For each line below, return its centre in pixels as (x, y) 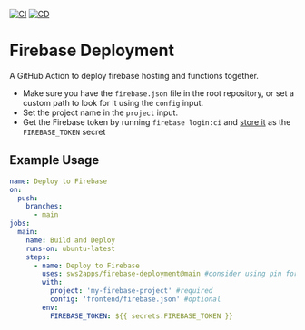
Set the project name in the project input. (100, 112)
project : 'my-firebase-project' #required (131, 291)
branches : (44, 207)
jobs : (20, 223)
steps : (38, 257)
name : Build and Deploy (71, 240)
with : (53, 282)
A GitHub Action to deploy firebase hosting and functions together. (134, 75)
